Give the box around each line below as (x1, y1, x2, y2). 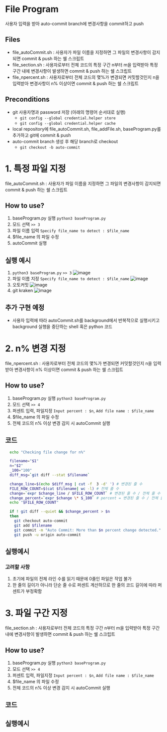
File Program (5, 3, 59, 15)
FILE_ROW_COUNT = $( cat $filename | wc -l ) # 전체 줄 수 (9, 486, 119, 491)
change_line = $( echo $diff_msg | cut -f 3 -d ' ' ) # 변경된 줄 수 (9, 481, 143, 487)
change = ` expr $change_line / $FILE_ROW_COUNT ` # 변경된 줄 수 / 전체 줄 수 (9, 491, 161, 496)
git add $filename (14, 523, 52, 528)
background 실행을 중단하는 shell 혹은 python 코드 (12, 323, 113, 330)
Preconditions (5, 95, 50, 104)
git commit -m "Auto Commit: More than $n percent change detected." (14, 528, 162, 533)
